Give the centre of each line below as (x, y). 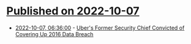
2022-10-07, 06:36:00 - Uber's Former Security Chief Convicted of (100, 28)
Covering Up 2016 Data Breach (54, 34)
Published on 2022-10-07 (73, 11)
